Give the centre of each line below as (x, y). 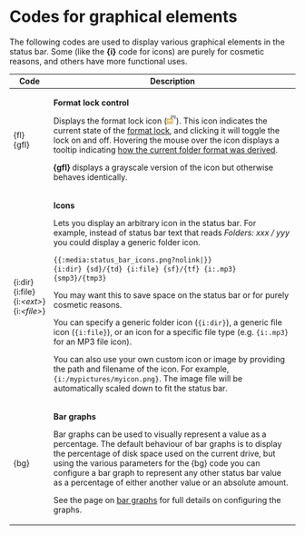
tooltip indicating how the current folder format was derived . (166, 149)
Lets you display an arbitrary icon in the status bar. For (155, 223)
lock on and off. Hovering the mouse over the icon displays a (166, 140)
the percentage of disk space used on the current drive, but (164, 454)
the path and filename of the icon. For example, (141, 369)
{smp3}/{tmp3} (80, 278)
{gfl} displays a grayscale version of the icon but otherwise (163, 167)
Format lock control (91, 103)
